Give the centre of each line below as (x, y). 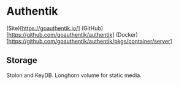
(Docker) (127, 34)
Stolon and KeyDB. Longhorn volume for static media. (74, 75)
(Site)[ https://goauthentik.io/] (44, 28)
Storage (22, 60)
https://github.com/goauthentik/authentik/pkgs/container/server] (90, 41)
